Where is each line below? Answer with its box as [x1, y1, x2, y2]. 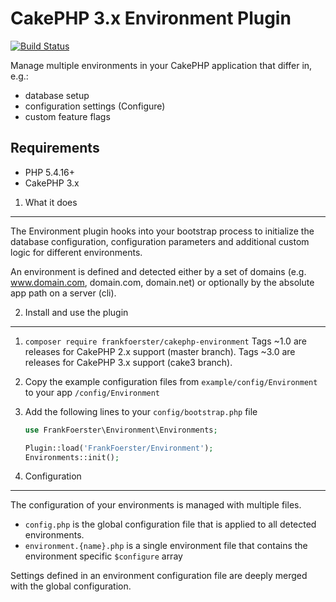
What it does [24, 196, 78, 208]
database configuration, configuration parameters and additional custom [10, 235, 310, 247]
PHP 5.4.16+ [24, 166, 76, 178]
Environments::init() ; [24, 452, 120, 462]
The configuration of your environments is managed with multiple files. [10, 499, 302, 511]
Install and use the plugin [24, 306, 129, 318]
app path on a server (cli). [10, 287, 117, 299]
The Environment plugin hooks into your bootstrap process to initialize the [10, 225, 315, 237]
